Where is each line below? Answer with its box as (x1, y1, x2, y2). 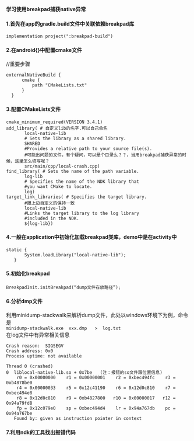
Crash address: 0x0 (6, 348, 54, 354)
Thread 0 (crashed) (6, 363, 54, 370)
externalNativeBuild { (6, 72, 61, 78)
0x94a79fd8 (6, 400, 33, 407)
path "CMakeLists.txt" (31, 82, 87, 88)
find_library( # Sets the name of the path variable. (6, 168, 140, 174)
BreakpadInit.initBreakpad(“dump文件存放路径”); (6, 284, 121, 291)
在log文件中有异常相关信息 (6, 331, 70, 338)
